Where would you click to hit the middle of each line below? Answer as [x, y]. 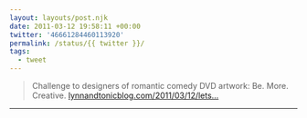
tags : [20, 52]
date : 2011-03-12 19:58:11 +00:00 [75, 26]
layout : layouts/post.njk [58, 18]
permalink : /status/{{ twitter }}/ [77, 43]
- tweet [32, 60]
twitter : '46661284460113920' [67, 34]
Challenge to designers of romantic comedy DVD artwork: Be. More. [160, 86]
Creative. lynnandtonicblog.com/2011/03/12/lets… [125, 95]
